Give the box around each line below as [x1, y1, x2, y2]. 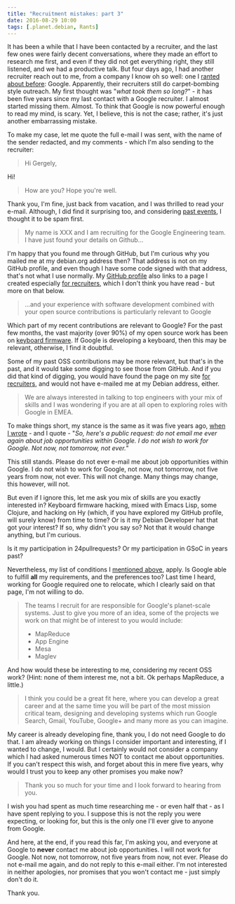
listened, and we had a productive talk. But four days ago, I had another [7, 65, 214, 74]
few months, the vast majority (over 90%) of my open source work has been [7, 329, 228, 337]
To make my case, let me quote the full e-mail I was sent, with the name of [7, 130, 222, 139]
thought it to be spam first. [7, 215, 84, 223]
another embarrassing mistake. [7, 117, 98, 126]
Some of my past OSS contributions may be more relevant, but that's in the [7, 357, 224, 365]
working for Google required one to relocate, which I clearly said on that [7, 580, 215, 589]
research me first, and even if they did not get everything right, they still [7, 58, 215, 66]
